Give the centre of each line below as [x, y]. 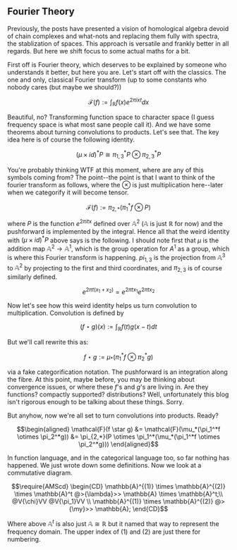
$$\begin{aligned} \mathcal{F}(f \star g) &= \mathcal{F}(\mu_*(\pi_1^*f [119, 429]
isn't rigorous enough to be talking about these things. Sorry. [96, 401]
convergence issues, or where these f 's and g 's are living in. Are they [108, 387]
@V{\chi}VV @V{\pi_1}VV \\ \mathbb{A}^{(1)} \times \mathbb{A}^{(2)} [113, 501]
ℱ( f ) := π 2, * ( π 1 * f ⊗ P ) [119, 207]
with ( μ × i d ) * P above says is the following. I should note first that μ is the [113, 239]
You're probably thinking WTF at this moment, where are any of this [106, 170]
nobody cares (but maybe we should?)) [65, 87]
